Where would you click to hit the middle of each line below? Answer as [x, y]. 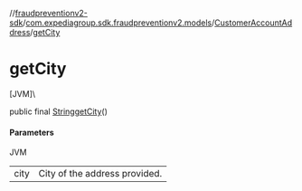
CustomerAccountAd [253, 23]
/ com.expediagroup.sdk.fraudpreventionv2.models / [118, 23]
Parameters [32, 132]
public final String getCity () [59, 111]
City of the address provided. [100, 174]
